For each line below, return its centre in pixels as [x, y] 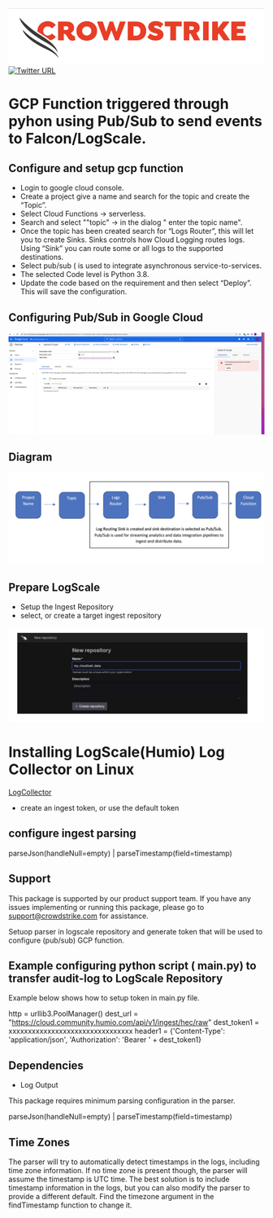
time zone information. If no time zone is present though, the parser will [128, 1171]
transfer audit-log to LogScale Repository [116, 979]
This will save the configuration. [74, 292]
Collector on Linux [71, 769]
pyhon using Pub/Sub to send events [135, 121]
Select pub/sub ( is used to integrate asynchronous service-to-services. [141, 266]
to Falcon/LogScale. [78, 138]
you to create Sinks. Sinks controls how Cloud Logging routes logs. [132, 240]
